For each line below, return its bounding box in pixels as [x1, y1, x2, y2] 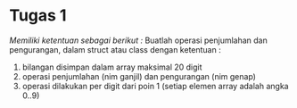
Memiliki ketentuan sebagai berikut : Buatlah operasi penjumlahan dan [9, 35, 268, 46]
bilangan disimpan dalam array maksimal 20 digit [21, 62, 202, 72]
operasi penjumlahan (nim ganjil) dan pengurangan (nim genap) [21, 71, 257, 81]
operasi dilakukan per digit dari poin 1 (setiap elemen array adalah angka [21, 80, 289, 91]
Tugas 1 [9, 5, 67, 26]
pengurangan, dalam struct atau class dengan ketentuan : [9, 44, 221, 54]
